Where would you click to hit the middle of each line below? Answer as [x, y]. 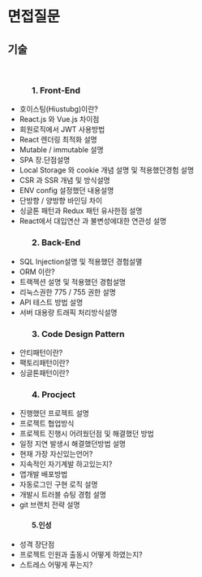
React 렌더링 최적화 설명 [58, 140]
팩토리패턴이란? [44, 362]
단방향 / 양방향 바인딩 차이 [61, 201]
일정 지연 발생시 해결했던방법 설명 [73, 444]
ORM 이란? [37, 271]
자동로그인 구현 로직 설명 [58, 484]
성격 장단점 [37, 544]
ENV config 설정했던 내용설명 [67, 190]
